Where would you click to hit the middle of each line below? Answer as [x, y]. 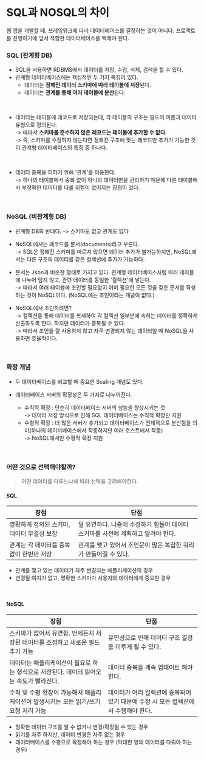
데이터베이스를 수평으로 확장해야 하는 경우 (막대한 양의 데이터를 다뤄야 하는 [104, 742]
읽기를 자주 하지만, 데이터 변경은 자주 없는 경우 [70, 734]
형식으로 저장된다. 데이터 [50, 671]
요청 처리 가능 [28, 710]
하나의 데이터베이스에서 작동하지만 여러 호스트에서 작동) [97, 430]
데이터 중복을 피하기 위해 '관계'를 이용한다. [65, 172]
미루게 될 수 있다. [138, 646]
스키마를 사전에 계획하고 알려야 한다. [127, 534]
